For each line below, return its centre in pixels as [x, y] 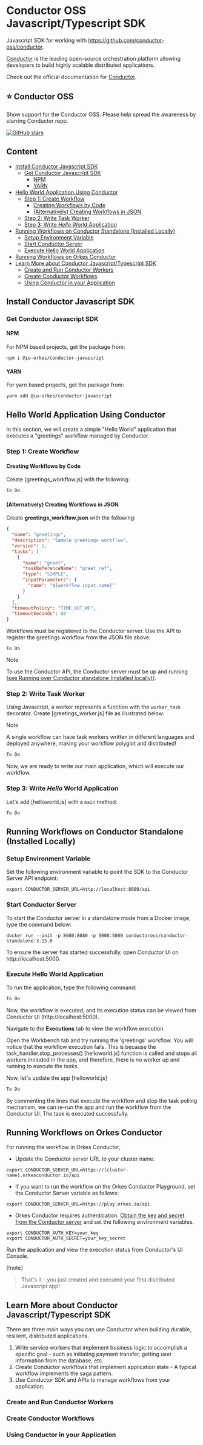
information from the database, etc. [59, 1361]
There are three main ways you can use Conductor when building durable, [99, 1330]
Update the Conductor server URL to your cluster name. [85, 1159]
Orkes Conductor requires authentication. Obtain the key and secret [100, 1215]
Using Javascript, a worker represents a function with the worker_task [94, 707]
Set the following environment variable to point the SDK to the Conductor [98, 872]
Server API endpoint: [32, 878]
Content [22, 152]
